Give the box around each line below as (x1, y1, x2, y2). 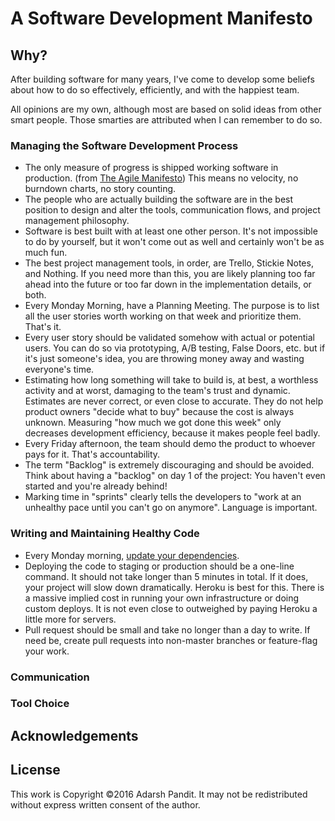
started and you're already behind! (24, 480, 168, 492)
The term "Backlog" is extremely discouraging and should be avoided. (24, 459, 315, 471)
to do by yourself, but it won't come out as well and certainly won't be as (24, 236, 325, 248)
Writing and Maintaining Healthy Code (10, 527, 200, 541)
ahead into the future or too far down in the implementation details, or (24, 278, 312, 291)
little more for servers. (24, 613, 117, 625)
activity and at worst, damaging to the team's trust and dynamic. (24, 385, 291, 397)
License (10, 762, 61, 779)
